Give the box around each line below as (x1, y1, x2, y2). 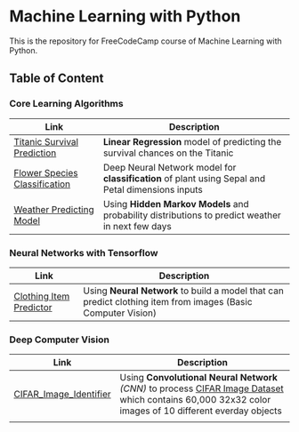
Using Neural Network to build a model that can (83, 284, 285, 297)
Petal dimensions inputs (102, 183, 203, 196)
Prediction (13, 147, 57, 159)
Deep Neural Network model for (102, 161, 237, 173)
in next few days (102, 220, 172, 232)
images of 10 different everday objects (119, 404, 282, 417)
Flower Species (13, 166, 78, 179)
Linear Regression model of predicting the (102, 135, 282, 148)
